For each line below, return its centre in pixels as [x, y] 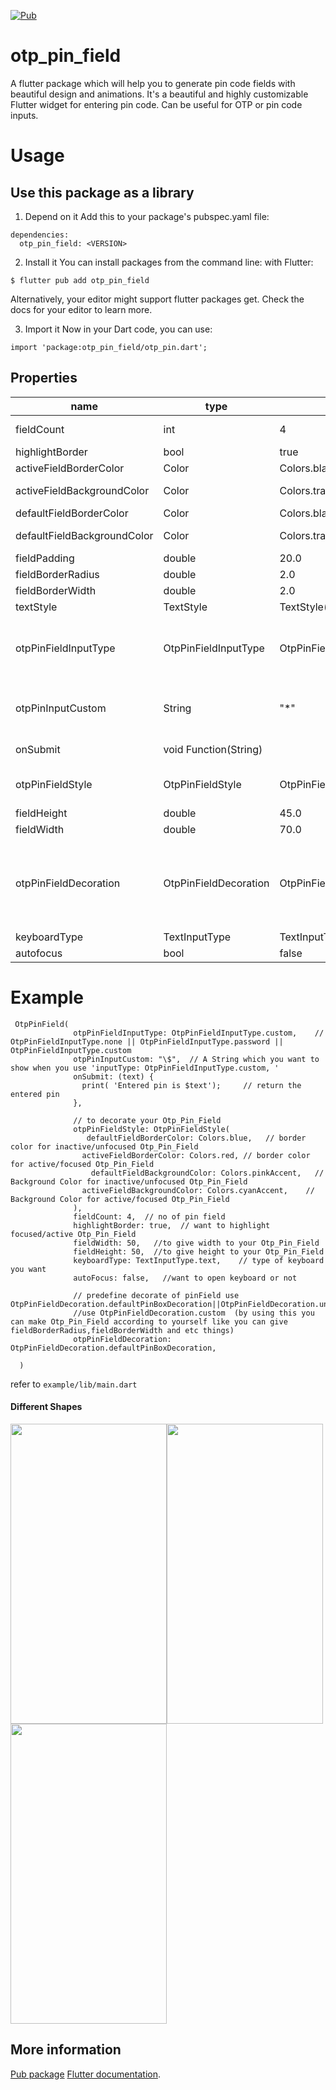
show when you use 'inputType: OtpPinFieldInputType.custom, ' [145, 1068]
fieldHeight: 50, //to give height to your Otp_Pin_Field [199, 1251]
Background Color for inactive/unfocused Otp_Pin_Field [129, 1181]
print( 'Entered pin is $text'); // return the [191, 1085]
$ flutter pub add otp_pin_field [80, 280]
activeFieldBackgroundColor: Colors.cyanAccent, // [198, 1190]
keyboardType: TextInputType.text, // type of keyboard [199, 1260]
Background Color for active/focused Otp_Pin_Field [120, 1199]
